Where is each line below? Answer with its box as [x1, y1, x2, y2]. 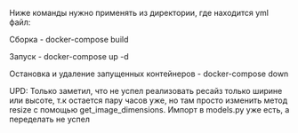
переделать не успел [9, 114, 91, 124]
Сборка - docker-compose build [9, 35, 129, 44]
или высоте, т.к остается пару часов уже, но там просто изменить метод [9, 95, 287, 106]
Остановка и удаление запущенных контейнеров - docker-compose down [9, 68, 289, 79]
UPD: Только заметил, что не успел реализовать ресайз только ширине [9, 86, 283, 96]
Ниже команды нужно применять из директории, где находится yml [9, 8, 270, 18]
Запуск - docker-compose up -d [9, 51, 129, 61]
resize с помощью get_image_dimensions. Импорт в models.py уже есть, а [9, 105, 290, 114]
